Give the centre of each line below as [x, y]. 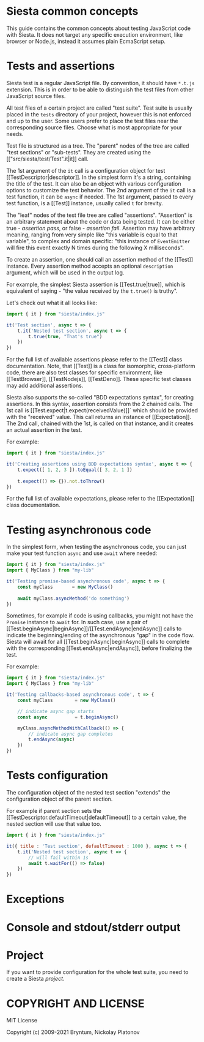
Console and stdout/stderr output [93, 927]
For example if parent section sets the [54, 811]
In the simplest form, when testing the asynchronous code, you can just [97, 547]
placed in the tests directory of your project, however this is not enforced [99, 114]
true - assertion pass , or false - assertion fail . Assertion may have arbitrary [101, 228]
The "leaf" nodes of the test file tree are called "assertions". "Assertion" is [99, 215]
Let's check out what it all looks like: [52, 303]
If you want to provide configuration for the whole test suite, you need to [97, 972]
